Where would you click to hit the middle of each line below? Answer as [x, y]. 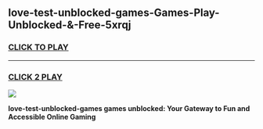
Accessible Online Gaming [52, 116]
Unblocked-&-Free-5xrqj [70, 25]
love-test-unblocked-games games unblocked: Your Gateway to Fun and [129, 108]
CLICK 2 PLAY [35, 77]
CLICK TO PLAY [38, 48]
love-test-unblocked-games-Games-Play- [114, 13]
